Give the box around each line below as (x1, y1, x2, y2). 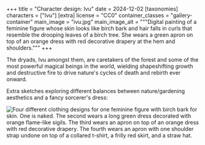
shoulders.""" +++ (6, 44, 53, 51)
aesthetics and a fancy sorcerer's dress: (6, 94, 109, 101)
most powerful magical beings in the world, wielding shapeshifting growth (6, 62, 193, 70)
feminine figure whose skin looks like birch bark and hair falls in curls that (6, 24, 192, 32)
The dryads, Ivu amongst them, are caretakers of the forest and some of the (6, 56, 199, 63)
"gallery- (170, 12, 193, 19)
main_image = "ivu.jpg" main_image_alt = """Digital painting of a (34, 18, 197, 25)
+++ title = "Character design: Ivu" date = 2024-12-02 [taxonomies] (6, 6, 179, 12)
